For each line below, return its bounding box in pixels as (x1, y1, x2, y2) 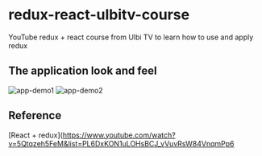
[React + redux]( (8, 130, 63, 140)
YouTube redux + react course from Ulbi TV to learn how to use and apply (8, 32, 254, 42)
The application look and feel (8, 64, 157, 78)
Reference (8, 109, 62, 122)
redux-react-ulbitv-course (8, 6, 190, 24)
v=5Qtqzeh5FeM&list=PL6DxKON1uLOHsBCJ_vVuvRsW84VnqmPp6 (8, 138, 235, 148)
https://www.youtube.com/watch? (62, 130, 176, 140)
